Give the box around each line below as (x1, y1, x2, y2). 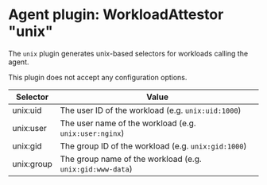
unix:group (12, 158, 53, 169)
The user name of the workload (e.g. (60, 118, 196, 129)
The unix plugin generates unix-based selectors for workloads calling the (8, 48, 249, 58)
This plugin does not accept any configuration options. (8, 72, 188, 82)
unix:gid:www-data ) (60, 163, 133, 174)
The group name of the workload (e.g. (60, 153, 202, 164)
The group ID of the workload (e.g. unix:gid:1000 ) (60, 141, 247, 152)
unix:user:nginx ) (60, 127, 125, 138)
